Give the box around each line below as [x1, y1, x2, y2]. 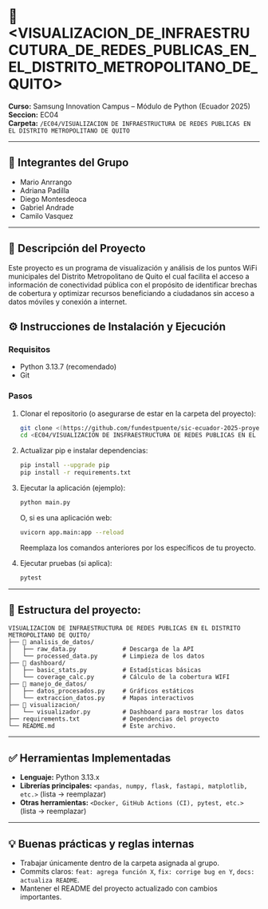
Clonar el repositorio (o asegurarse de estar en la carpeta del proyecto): [19, 409, 257, 418]
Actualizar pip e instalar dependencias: [19, 446, 148, 456]
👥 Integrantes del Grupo [8, 156, 129, 170]
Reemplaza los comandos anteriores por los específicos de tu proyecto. [19, 543, 257, 552]
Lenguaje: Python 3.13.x [19, 773, 100, 782]
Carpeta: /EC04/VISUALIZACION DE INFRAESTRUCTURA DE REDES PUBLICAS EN [8, 118, 251, 128]
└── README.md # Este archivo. [8, 722, 177, 730]
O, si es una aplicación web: [19, 512, 112, 522]
